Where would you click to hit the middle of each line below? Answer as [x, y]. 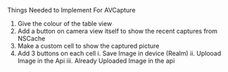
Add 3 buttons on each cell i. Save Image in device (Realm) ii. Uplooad [119, 53]
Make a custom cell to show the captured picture [88, 46]
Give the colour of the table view [65, 23]
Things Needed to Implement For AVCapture [71, 10]
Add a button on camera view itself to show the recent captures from [118, 31]
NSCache [31, 38]
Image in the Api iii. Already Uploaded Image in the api [96, 61]
